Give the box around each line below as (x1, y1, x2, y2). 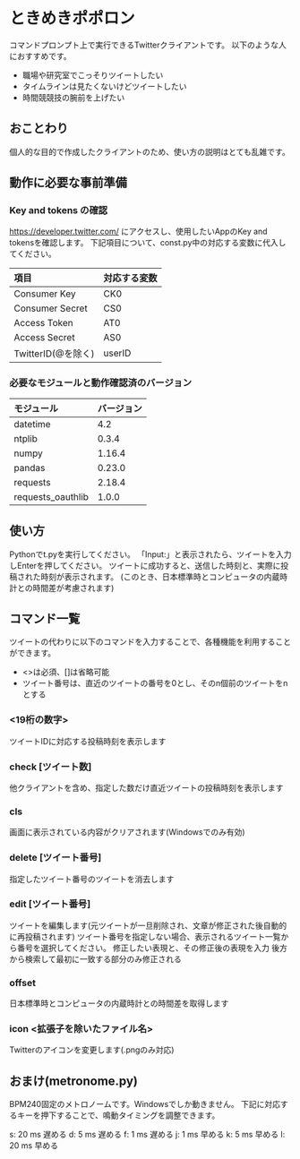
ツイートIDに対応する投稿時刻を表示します (9, 735, 167, 746)
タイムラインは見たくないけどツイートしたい (21, 81, 187, 91)
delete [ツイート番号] (9, 852, 102, 864)
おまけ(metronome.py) (9, 1073, 139, 1088)
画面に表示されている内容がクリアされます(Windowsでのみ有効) (9, 827, 245, 837)
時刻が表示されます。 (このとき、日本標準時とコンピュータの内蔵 (39, 571, 280, 582)
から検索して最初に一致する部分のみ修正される (9, 953, 182, 964)
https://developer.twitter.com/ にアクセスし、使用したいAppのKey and (9, 226, 268, 237)
